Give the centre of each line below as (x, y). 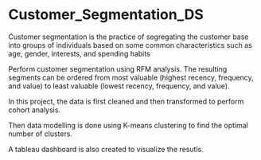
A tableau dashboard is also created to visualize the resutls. (106, 149)
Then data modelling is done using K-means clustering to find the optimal (128, 125)
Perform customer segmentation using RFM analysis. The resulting (118, 68)
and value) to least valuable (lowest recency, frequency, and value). (119, 86)
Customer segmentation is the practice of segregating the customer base (129, 37)
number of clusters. (41, 134)
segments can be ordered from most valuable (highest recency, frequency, (131, 77)
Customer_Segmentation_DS (106, 15)
